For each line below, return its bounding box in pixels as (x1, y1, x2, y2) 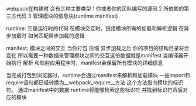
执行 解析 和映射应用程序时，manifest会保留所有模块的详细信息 (11, 59, 163, 66)
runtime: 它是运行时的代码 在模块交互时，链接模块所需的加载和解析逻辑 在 (6, 25, 184, 32)
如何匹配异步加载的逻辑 (27, 32, 85, 39)
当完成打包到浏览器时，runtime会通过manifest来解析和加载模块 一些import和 (6, 72, 191, 78)
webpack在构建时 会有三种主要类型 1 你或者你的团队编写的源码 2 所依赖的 (6, 5, 184, 12)
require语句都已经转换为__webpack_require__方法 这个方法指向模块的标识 (6, 79, 183, 86)
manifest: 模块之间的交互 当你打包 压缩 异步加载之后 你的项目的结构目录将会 (6, 45, 190, 52)
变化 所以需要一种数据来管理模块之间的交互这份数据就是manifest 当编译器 (6, 52, 184, 59)
